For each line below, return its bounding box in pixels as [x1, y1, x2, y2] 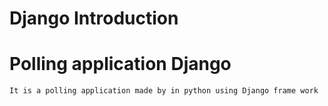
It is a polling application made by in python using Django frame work [9, 86, 319, 96]
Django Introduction [9, 7, 179, 30]
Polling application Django [9, 53, 232, 76]
